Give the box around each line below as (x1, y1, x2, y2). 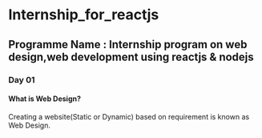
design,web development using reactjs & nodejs (8, 50, 254, 63)
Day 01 (8, 74, 35, 85)
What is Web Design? (8, 94, 82, 103)
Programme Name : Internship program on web (8, 38, 248, 51)
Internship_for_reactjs (8, 6, 159, 24)
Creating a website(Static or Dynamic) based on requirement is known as (8, 112, 250, 121)
